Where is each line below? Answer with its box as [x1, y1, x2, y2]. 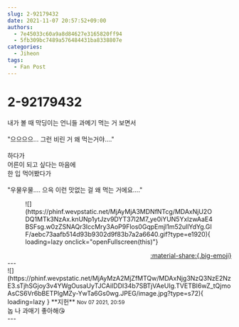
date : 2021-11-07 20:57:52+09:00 [7, 17, 107, 24]
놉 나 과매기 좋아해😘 [7, 306, 65, 315]
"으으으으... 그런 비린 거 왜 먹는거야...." [7, 134, 115, 143]
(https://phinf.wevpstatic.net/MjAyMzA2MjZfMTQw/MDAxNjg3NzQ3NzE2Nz [7, 274, 231, 282]
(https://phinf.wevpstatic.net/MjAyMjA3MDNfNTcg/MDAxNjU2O [25, 207, 212, 215]
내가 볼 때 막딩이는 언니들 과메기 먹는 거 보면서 [7, 118, 137, 127]
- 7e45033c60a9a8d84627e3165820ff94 [14, 30, 122, 38]
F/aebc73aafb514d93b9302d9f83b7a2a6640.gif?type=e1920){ [25, 230, 211, 238]
